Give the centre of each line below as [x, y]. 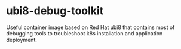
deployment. [22, 40]
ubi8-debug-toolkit [55, 11]
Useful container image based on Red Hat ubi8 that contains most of [90, 27]
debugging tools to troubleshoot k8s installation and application [85, 33]
